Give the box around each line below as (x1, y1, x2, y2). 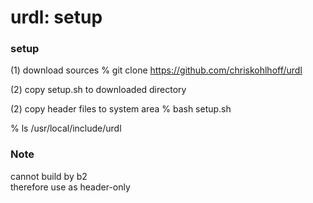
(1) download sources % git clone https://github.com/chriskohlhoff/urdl (10, 64, 303, 76)
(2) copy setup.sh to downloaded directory (10, 84, 187, 96)
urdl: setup (10, 6, 103, 29)
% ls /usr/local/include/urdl (10, 122, 122, 135)
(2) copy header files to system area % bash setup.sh (10, 103, 232, 115)
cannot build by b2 (10, 170, 88, 182)
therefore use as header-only (10, 181, 131, 193)
